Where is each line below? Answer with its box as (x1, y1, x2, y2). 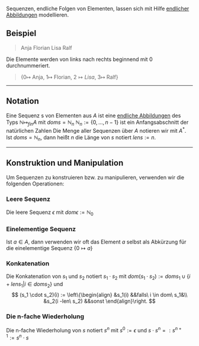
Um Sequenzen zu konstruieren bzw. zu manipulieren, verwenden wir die (6, 174, 185, 181)
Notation (6, 96, 40, 106)
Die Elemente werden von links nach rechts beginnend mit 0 (6, 56, 153, 63)
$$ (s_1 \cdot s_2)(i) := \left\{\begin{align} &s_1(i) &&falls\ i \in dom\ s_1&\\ (11, 291, 188, 298)
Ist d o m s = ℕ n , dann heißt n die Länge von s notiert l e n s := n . (6, 134, 156, 142)
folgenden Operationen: (6, 180, 65, 187)
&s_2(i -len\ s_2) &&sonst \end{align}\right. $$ (43, 297, 156, 305)
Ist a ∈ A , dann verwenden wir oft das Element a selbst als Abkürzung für (6, 238, 187, 245)
